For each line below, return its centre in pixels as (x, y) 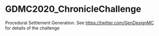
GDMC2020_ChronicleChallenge (73, 9)
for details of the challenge (32, 28)
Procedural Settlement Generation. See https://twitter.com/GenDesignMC (79, 23)
